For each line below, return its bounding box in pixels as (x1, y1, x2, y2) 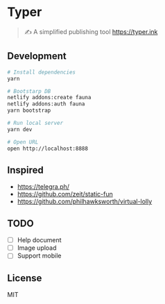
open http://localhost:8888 (7, 145, 89, 152)
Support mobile (17, 251, 62, 260)
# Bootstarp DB (7, 87, 51, 94)
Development (7, 50, 67, 62)
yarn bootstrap (7, 107, 51, 115)
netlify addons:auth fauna (7, 101, 85, 108)
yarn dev (7, 126, 33, 133)
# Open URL (7, 138, 39, 146)
